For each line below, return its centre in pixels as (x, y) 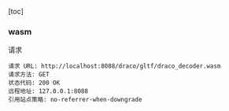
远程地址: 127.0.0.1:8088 (48, 91)
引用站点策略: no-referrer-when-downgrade (75, 100)
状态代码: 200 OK (34, 83)
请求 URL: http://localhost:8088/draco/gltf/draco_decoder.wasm (114, 66)
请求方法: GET (29, 75)
